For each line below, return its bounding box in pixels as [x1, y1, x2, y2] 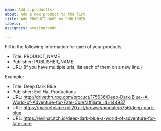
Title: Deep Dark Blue [12, 83, 56, 90]
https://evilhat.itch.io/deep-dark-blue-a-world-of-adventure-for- [23, 115, 156, 121]
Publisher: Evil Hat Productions [12, 89, 76, 95]
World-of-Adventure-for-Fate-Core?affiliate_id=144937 [12, 99, 126, 105]
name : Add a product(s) [5, 7, 55, 12]
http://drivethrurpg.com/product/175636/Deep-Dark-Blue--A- [23, 94, 150, 100]
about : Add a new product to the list [5, 12, 85, 17]
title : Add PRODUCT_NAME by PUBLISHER [5, 16, 85, 21]
